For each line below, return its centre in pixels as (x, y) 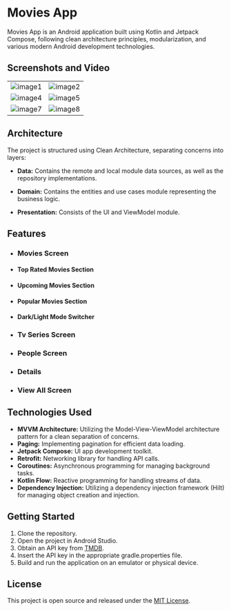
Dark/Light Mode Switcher (56, 317)
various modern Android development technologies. (81, 46)
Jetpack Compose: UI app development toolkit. (85, 451)
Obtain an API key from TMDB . (61, 548)
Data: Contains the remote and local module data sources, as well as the (120, 171)
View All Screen (44, 390)
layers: (17, 157)
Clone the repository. (47, 533)
